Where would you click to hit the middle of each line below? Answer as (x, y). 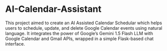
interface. (15, 44)
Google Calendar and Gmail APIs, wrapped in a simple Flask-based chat (79, 39)
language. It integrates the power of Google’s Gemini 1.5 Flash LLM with (79, 33)
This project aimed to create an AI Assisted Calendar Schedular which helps (83, 23)
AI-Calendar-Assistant (53, 9)
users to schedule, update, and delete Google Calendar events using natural (84, 28)
